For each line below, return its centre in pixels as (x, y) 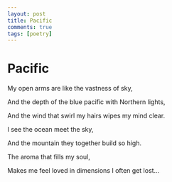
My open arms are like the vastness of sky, (70, 89)
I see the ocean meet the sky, (50, 130)
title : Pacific (30, 21)
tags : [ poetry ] (30, 34)
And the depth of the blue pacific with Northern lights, (86, 102)
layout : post (27, 14)
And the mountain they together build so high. (75, 143)
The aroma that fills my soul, (49, 157)
